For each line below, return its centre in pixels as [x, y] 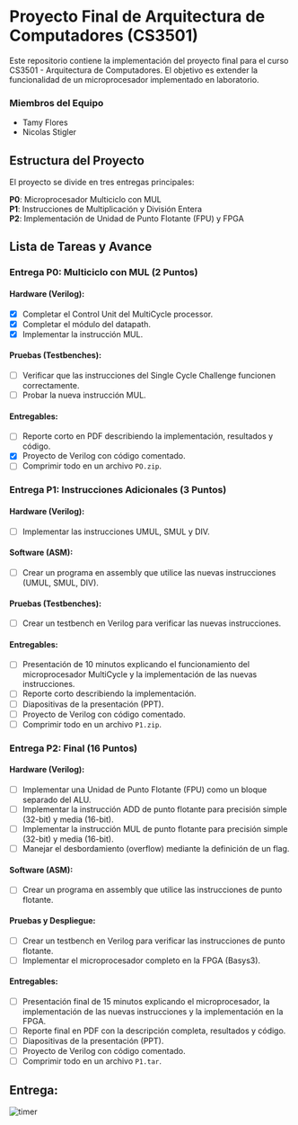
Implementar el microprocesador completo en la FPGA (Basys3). [141, 960]
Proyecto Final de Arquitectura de [137, 17]
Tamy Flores [45, 122]
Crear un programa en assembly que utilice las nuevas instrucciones [149, 572]
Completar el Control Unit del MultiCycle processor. [118, 314]
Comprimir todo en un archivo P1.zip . [92, 724]
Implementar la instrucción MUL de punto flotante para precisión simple [155, 828]
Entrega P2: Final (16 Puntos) [73, 748]
